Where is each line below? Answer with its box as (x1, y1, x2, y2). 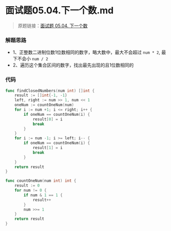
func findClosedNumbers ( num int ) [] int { (5, 88, 95, 93)
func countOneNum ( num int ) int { (5, 178, 77, 183)
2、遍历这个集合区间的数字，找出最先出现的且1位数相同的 (12, 62, 134, 68)
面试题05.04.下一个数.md (5, 5, 114, 16)
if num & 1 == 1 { (23, 193, 63, 198)
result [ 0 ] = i (32, 116, 63, 122)
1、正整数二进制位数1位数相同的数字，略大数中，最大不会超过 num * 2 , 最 (12, 49, 166, 55)
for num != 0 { (14, 188, 47, 193)
